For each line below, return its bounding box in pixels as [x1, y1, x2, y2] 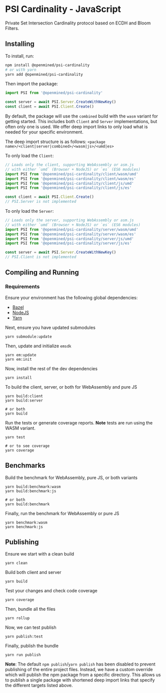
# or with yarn [5, 67, 37, 72]
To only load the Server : [5, 208, 54, 214]
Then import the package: [5, 81, 58, 87]
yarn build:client [5, 394, 43, 399]
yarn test [5, 434, 26, 439]
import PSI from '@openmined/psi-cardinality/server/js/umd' [5, 236, 134, 241]
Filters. [5, 25, 19, 31]
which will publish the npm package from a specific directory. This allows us [5, 672, 161, 678]
